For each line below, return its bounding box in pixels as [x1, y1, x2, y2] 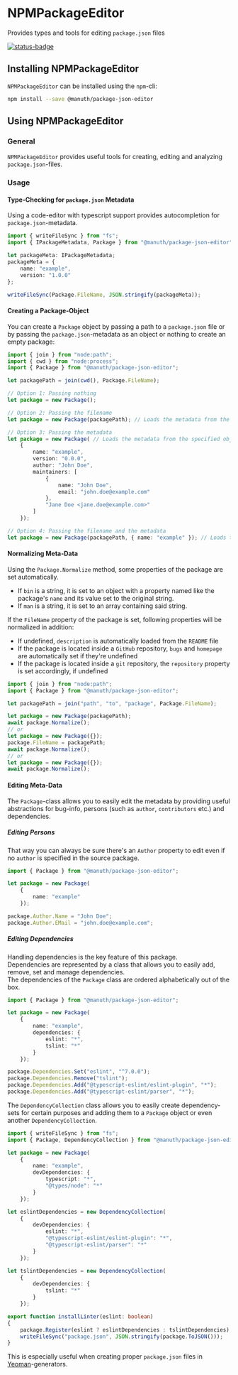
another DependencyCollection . [7, 1116, 97, 1124]
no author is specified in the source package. [7, 854, 140, 862]
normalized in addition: [7, 623, 74, 631]
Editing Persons [7, 828, 55, 837]
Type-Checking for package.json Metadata [7, 195, 135, 204]
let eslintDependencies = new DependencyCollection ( [7, 1208, 166, 1215]
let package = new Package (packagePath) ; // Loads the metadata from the [7, 415, 230, 423]
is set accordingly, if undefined [17, 666, 108, 675]
